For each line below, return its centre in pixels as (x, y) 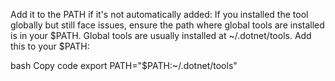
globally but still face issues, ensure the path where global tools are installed (167, 25)
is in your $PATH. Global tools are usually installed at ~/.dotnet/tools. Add (161, 35)
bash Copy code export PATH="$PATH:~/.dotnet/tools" (124, 65)
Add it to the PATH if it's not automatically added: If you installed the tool (159, 14)
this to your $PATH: (50, 46)
